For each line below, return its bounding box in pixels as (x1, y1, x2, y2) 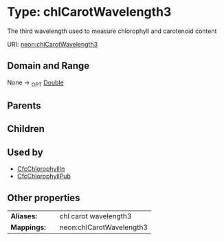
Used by (7, 146, 43, 158)
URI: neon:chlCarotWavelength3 (7, 40, 98, 48)
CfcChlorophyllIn (16, 165, 65, 173)
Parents (7, 100, 41, 111)
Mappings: (10, 222, 47, 232)
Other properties (7, 192, 80, 203)
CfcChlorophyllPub (16, 172, 71, 181)
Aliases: (10, 211, 38, 220)
